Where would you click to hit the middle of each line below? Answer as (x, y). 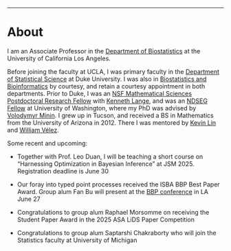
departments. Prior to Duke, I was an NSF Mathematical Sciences (100, 93)
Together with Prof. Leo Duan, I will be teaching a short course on (110, 156)
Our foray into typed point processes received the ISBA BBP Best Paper (118, 184)
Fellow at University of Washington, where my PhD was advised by (102, 108)
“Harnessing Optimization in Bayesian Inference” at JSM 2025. (106, 164)
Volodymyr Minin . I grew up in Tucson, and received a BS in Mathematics (111, 115)
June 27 (29, 199)
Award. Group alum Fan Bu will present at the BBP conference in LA (112, 191)
